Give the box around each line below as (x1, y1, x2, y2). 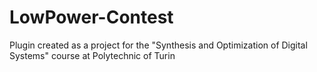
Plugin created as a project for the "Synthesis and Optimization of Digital (9, 39, 308, 51)
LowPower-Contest (9, 6, 174, 29)
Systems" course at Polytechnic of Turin (9, 49, 176, 61)
